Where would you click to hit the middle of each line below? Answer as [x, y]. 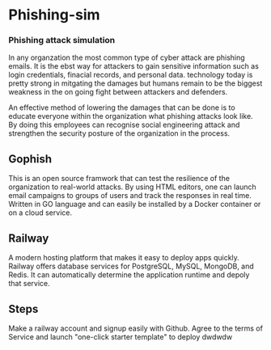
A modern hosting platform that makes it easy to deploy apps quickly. [124, 258]
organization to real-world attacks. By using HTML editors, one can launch [132, 187]
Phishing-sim [54, 15]
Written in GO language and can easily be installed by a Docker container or [135, 205]
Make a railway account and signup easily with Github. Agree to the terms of [135, 328]
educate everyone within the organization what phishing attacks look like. [131, 116]
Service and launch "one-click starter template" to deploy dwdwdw [121, 336]
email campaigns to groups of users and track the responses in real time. [130, 196]
